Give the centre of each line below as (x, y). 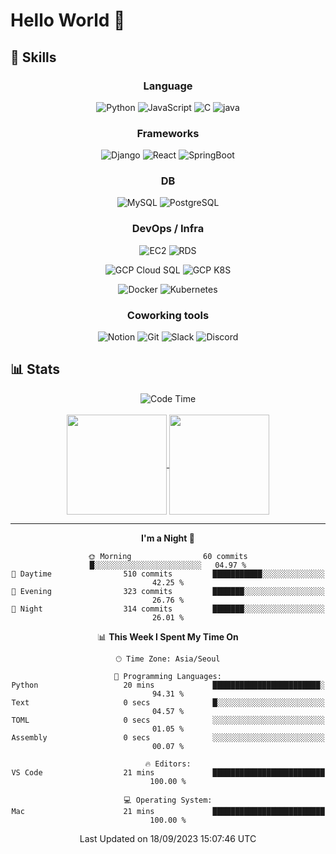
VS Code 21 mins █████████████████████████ (168, 772)
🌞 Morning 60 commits (168, 556)
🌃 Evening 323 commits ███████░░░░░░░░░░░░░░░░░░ (168, 591)
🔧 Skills (33, 57)
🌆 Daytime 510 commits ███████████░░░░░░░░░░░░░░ (168, 574)
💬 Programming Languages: (168, 676)
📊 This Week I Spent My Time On (168, 636)
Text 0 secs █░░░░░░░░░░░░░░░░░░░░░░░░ (168, 702)
